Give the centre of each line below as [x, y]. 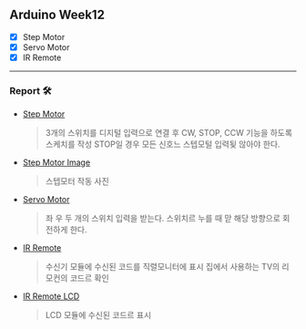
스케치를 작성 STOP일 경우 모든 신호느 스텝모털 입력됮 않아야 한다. [163, 144]
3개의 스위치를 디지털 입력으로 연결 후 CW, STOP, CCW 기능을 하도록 [169, 133]
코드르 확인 [89, 278]
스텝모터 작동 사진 [77, 181]
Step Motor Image [56, 162]
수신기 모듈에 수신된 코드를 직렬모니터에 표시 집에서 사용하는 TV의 [163, 267]
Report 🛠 [31, 90]
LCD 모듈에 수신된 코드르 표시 [98, 315]
